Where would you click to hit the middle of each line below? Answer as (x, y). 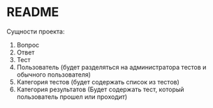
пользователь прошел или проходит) (72, 97)
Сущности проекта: (36, 31)
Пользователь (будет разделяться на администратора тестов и (111, 67)
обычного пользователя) (54, 75)
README (33, 12)
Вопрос (28, 45)
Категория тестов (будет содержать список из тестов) (98, 82)
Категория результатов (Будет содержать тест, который (100, 89)
